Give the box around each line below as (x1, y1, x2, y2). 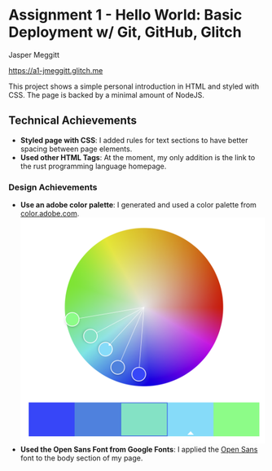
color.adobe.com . (20, 209, 80, 219)
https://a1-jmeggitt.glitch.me (8, 65, 103, 75)
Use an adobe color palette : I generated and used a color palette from (20, 200, 257, 210)
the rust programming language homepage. (20, 161, 167, 171)
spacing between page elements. (20, 144, 133, 154)
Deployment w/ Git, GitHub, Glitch (8, 23, 242, 41)
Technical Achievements (8, 114, 137, 128)
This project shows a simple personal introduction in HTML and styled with (8, 81, 260, 91)
